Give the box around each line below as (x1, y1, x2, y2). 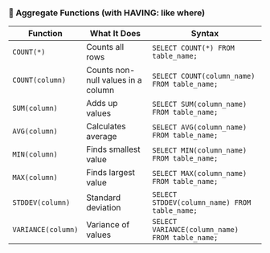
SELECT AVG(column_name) (152, 123, 247, 132)
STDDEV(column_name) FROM (152, 198, 252, 207)
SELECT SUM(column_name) (152, 100, 247, 109)
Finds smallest (85, 144, 141, 155)
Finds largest (85, 167, 135, 178)
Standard (85, 192, 121, 203)
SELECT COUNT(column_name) (152, 71, 256, 81)
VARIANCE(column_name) (152, 225, 239, 235)
